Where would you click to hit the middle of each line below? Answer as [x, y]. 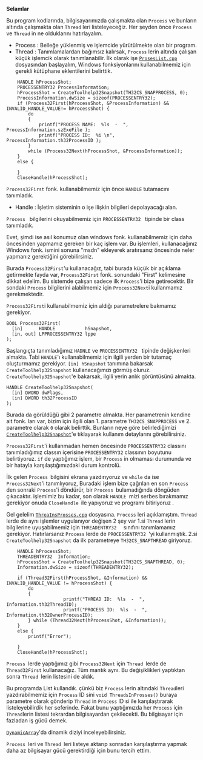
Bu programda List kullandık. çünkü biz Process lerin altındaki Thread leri [95, 688]
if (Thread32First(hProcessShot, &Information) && [82, 578]
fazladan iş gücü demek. [37, 721]
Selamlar [18, 9]
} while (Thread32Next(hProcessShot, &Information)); [97, 620]
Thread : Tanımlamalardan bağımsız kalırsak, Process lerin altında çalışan [106, 52]
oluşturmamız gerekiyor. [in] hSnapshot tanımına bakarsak [80, 363]
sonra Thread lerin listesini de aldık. [51, 677]
